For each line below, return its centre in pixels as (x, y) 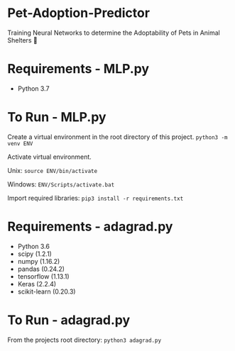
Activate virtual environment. (50, 157)
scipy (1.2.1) (34, 254)
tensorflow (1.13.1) (43, 276)
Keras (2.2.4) (37, 284)
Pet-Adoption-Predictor (79, 13)
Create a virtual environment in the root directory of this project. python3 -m (117, 137)
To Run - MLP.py (57, 117)
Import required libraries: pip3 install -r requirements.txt (95, 198)
